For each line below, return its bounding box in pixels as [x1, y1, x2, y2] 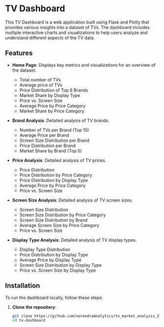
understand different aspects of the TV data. [5, 35, 95, 41]
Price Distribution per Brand [19, 143, 76, 149]
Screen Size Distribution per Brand [19, 137, 90, 143]
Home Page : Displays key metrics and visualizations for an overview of [12, 62, 156, 68]
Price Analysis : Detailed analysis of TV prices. [12, 157, 107, 163]
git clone [12, 313, 33, 319]
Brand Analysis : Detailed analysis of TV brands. [12, 117, 110, 123]
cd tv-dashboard [12, 318, 46, 323]
